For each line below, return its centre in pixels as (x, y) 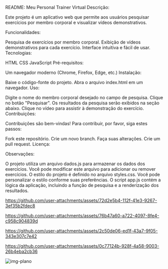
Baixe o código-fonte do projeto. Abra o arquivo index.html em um (74, 82)
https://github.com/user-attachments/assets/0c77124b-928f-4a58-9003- (82, 246)
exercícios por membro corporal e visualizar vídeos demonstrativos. (76, 23)
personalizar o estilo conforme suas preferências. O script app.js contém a (83, 180)
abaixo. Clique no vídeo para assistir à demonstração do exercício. (75, 108)
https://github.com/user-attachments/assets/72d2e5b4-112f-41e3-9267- (81, 200)
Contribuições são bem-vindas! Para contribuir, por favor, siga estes (76, 123)
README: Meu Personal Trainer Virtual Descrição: (57, 7)
